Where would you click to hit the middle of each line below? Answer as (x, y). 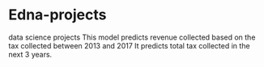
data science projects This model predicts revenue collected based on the (132, 37)
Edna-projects (57, 15)
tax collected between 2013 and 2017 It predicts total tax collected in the (129, 45)
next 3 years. (30, 54)
